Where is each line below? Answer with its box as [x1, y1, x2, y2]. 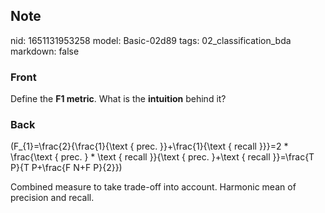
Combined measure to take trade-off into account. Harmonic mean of [10, 181, 297, 193]
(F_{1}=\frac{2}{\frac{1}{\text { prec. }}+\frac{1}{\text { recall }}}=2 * [10, 140, 289, 153]
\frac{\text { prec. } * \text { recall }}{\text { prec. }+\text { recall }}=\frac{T [10, 151, 315, 163]
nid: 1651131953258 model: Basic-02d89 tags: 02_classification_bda [10, 34, 292, 46]
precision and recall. [10, 192, 95, 204]
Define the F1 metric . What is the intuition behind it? [10, 93, 227, 105]
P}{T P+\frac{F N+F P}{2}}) [10, 162, 123, 174]
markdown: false [10, 45, 80, 57]
